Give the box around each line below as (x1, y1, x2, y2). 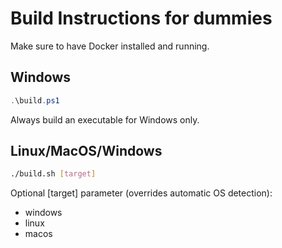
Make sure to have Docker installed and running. (10, 40, 210, 52)
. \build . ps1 (10, 95, 60, 106)
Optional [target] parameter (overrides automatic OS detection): (10, 187, 273, 199)
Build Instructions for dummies (10, 7, 273, 30)
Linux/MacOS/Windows (10, 143, 163, 160)
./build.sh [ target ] (10, 169, 97, 179)
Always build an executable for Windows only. (10, 113, 200, 126)
